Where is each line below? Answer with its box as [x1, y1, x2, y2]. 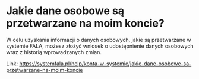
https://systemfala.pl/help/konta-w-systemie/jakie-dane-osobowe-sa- [19, 60, 192, 67]
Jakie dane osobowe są [6, 4, 125, 18]
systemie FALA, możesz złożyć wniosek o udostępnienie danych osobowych [6, 42, 194, 50]
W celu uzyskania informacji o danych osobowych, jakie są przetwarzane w [6, 36, 191, 43]
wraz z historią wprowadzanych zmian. [6, 48, 102, 55]
